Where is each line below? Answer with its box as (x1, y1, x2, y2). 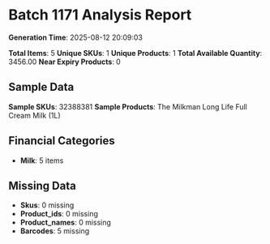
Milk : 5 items (19, 156, 64, 165)
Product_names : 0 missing (19, 217, 112, 228)
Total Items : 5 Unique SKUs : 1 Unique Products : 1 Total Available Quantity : (8, 48, 263, 58)
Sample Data (8, 80, 75, 94)
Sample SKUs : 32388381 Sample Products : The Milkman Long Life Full (8, 101, 247, 111)
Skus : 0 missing (19, 200, 75, 210)
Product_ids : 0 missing (19, 209, 99, 219)
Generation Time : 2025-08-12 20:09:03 (8, 32, 144, 42)
